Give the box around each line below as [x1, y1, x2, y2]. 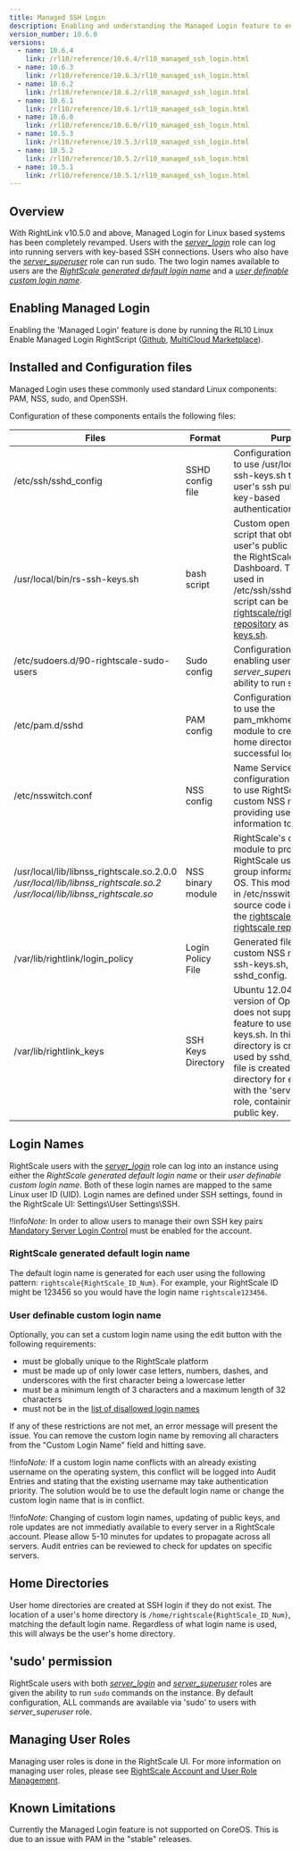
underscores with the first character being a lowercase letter [21, 1375, 246, 1386]
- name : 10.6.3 [17, 63, 74, 72]
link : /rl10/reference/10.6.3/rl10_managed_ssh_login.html [25, 71, 250, 80]
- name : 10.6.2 [17, 79, 74, 88]
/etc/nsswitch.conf [13, 789, 93, 802]
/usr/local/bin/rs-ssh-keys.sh [13, 572, 139, 585]
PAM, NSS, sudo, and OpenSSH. [9, 393, 129, 404]
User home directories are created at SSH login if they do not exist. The [9, 1599, 272, 1610]
